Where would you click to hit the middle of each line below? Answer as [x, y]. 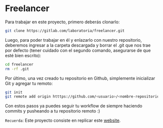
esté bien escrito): [23, 55]
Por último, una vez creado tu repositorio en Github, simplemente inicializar [80, 78]
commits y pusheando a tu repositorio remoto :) [53, 111]
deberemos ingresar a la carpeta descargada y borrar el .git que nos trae [78, 45]
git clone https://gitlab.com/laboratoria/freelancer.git [65, 31]
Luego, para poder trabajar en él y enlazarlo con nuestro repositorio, [73, 40]
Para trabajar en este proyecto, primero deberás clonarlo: [62, 22]
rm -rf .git [17, 69]
